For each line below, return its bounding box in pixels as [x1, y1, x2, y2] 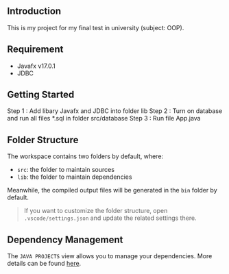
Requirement [7, 44, 64, 55]
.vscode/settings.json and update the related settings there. [23, 214, 197, 222]
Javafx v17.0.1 [16, 62, 56, 70]
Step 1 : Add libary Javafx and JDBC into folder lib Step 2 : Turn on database [7, 107, 223, 115]
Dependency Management [7, 234, 123, 245]
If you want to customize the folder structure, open [23, 207, 168, 215]
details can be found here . [7, 260, 82, 268]
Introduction [7, 5, 62, 17]
